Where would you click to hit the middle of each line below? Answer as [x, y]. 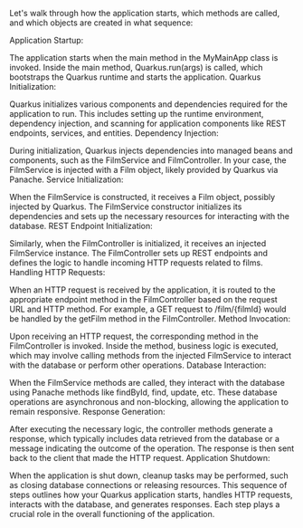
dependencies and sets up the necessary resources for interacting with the [149, 216]
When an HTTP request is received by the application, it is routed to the [142, 290]
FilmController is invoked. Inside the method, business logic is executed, [144, 346]
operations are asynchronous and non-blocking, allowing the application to [149, 402]
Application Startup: [47, 40]
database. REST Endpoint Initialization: [81, 226]
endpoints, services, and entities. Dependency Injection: [114, 133]
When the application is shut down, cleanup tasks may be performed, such [149, 475]
